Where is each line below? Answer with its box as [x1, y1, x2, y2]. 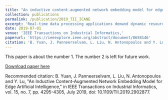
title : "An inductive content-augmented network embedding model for [5, 7, 153, 12]
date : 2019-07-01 [5, 26, 41, 31]
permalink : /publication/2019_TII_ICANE [5, 16, 91, 21]
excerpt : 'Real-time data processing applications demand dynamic [5, 21, 146, 26]
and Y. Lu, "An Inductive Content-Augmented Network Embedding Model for [5, 78, 162, 84]
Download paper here [5, 63, 50, 69]
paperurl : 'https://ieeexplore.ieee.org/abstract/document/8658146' [5, 35, 151, 40]
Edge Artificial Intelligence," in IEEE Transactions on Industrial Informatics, [5, 83, 157, 89]
